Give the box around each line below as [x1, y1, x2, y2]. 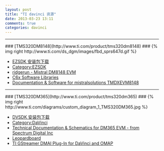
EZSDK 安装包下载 [12, 59, 49, 65]
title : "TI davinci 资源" [5, 12, 56, 17]
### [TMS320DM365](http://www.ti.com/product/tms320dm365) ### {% [5, 94, 154, 100]
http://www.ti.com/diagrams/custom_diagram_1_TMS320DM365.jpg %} [5, 104, 148, 110]
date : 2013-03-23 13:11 [5, 16, 54, 21]
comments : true [5, 21, 36, 26]
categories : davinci [5, 25, 47, 30]
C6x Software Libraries [12, 74, 59, 81]
